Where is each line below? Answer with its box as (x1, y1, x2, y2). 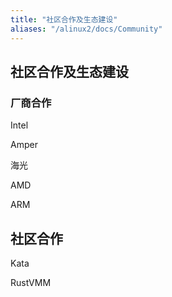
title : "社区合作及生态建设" (10, 14, 118, 25)
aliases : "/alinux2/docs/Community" (10, 24, 163, 34)
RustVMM (10, 277, 52, 288)
